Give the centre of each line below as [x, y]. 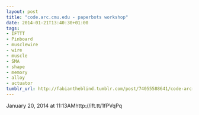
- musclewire [22, 45]
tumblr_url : [21, 89]
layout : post [22, 12]
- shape [16, 67]
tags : [13, 28]
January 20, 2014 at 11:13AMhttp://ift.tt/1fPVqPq [64, 106]
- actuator [20, 84]
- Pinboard [20, 39]
